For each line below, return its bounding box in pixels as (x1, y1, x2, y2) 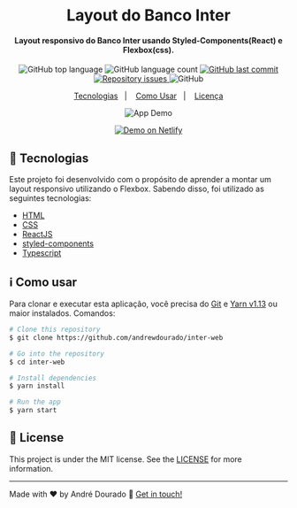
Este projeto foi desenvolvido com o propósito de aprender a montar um (9, 174, 272, 185)
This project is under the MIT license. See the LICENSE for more (9, 453, 243, 465)
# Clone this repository (9, 325, 101, 335)
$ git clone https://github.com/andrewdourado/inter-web (9, 333, 224, 342)
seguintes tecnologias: (9, 193, 92, 204)
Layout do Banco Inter (65, 5, 232, 26)
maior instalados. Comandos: (9, 308, 116, 319)
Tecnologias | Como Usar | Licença (73, 90, 224, 102)
